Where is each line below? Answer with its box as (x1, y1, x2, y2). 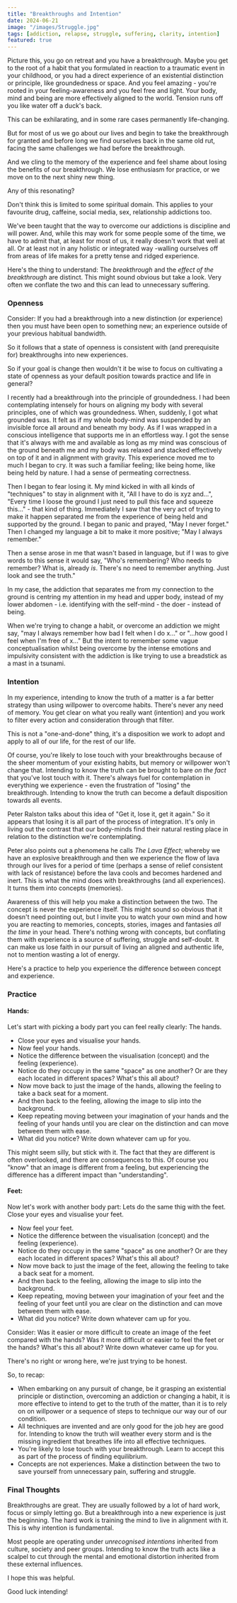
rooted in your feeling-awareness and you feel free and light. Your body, (7, 87, 218, 95)
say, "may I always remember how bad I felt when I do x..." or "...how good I (7, 629, 228, 638)
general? (7, 379, 33, 388)
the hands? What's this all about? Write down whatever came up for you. (7, 1343, 219, 1352)
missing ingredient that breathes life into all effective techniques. (17, 1437, 207, 1446)
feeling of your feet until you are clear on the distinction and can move (17, 1299, 223, 1308)
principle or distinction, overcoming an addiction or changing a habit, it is (17, 1392, 231, 1401)
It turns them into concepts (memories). (7, 884, 123, 892)
